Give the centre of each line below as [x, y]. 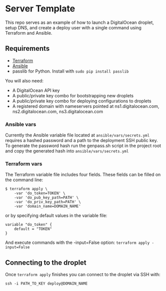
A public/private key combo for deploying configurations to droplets [82, 101]
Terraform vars [24, 163]
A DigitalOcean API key [36, 90]
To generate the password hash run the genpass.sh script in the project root [83, 146]
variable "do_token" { [29, 225]
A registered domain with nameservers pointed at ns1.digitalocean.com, [86, 106]
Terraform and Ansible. [29, 33]
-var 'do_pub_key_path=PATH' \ [46, 198]
